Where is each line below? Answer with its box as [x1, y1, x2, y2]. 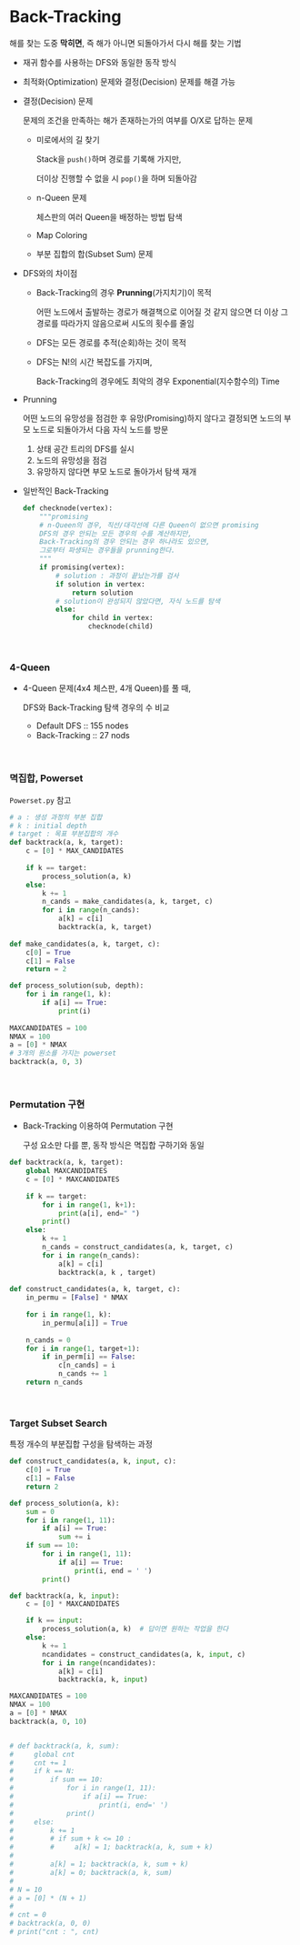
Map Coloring [35, 229, 88, 240]
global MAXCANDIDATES [25, 1167, 107, 1176]
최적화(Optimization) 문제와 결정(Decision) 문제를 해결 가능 [22, 75, 236, 87]
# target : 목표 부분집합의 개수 [9, 829, 119, 838]
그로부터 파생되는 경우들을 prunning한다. [39, 546, 175, 556]
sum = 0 [25, 1507, 55, 1516]
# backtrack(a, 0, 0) [9, 1919, 92, 1929]
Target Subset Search [9, 1417, 107, 1429]
